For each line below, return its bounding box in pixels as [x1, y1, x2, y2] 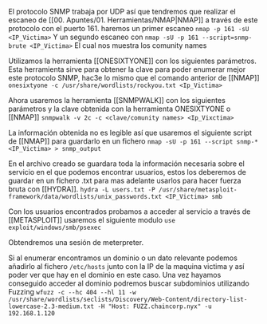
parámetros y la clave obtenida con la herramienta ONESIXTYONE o [8, 104, 231, 113]
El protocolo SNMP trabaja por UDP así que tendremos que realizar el [8, 7, 237, 16]
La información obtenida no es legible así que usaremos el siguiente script [8, 128, 253, 137]
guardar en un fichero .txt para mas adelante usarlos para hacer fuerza [8, 176, 241, 185]
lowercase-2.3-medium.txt [8, 302, 94, 310]
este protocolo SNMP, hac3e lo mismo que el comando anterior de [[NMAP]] [8, 73, 260, 82]
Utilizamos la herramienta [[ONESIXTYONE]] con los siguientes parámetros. [8, 56, 257, 65]
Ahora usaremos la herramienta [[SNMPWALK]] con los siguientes [8, 96, 226, 105]
